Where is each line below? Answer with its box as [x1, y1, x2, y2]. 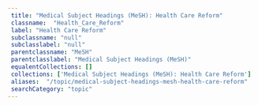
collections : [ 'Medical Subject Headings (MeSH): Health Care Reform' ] [10, 70, 252, 78]
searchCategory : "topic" [10, 84, 92, 93]
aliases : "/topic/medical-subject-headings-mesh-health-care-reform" [10, 77, 248, 85]
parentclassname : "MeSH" [10, 48, 92, 56]
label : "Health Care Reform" [10, 26, 107, 34]
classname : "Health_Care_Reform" [10, 19, 125, 27]
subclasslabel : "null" [10, 41, 86, 49]
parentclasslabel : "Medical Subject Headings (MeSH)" [10, 56, 192, 64]
